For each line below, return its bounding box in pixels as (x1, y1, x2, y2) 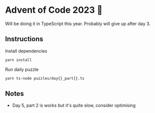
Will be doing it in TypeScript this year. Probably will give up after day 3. (5, 21, 151, 27)
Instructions (5, 35, 43, 43)
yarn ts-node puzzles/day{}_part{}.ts (5, 76, 85, 81)
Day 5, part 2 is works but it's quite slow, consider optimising (12, 103, 136, 109)
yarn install (5, 57, 32, 62)
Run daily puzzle (5, 66, 39, 72)
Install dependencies (5, 48, 48, 54)
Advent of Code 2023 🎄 (5, 4, 103, 16)
